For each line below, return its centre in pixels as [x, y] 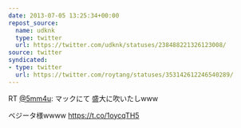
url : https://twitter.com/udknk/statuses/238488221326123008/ [121, 45]
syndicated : [28, 60]
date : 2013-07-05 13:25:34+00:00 [64, 16]
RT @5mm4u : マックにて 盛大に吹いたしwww [83, 98]
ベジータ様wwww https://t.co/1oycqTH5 [74, 115]
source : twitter [35, 52]
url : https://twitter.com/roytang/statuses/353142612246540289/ [124, 75]
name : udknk [36, 30]
